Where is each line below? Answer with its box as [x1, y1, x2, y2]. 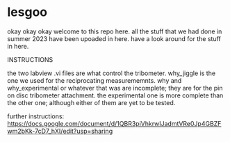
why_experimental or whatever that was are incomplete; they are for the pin [7, 84, 223, 92]
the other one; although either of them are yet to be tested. [7, 98, 176, 106]
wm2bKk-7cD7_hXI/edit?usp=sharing [7, 127, 113, 135]
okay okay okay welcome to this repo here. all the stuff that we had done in [7, 27, 222, 35]
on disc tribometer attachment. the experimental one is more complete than [7, 91, 224, 100]
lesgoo [7, 4, 47, 20]
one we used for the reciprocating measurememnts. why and [7, 76, 182, 84]
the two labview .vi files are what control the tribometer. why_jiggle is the [7, 69, 216, 77]
